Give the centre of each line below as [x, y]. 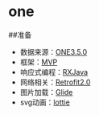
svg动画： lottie [45, 102]
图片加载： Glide [46, 92]
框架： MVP [39, 62]
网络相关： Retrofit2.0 [55, 82]
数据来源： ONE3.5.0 [54, 51]
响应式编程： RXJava [54, 72]
